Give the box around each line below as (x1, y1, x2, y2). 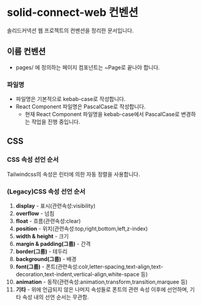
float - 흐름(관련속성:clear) (15, 217, 81, 225)
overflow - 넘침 (15, 210, 55, 217)
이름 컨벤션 (7, 46, 46, 57)
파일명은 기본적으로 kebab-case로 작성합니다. (15, 96, 126, 103)
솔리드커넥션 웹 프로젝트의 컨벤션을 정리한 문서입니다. (7, 27, 134, 34)
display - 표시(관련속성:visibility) (15, 202, 96, 210)
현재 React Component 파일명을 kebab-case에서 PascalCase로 (24, 111, 180, 118)
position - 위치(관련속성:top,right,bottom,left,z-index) (15, 225, 148, 232)
